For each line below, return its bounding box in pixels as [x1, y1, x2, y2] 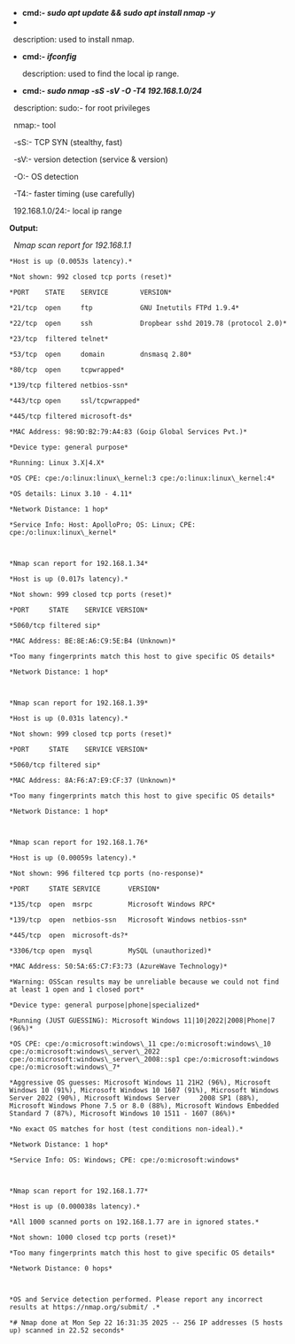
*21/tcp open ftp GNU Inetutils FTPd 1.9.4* [9, 304, 240, 313]
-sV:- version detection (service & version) [12, 154, 168, 165]
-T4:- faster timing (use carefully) [12, 189, 136, 198]
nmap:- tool [12, 120, 56, 130]
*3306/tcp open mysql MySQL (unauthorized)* [9, 946, 213, 955]
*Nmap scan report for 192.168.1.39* [9, 699, 149, 707]
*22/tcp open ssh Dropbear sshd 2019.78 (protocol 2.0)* [9, 319, 288, 328]
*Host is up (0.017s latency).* [9, 575, 128, 583]
